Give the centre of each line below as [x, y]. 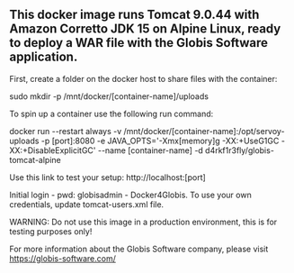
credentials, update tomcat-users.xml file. [87, 204]
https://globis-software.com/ [63, 258]
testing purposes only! [51, 231]
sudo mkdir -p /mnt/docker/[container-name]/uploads [109, 96]
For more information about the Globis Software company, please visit [139, 249]
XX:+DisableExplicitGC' [53, 150]
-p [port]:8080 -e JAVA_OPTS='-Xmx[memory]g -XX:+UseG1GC [160, 141]
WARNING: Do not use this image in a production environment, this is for [143, 222]
